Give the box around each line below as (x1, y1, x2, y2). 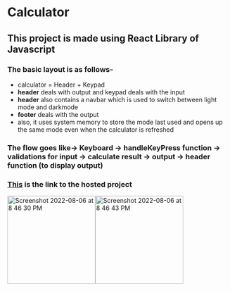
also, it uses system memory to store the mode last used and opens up (17, 118, 223, 126)
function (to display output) (7, 160, 103, 170)
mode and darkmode (17, 103, 79, 111)
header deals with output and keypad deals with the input (17, 87, 185, 96)
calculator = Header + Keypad (17, 80, 106, 89)
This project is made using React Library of (7, 32, 199, 44)
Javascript (7, 43, 56, 55)
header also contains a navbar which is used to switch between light (17, 95, 217, 104)
